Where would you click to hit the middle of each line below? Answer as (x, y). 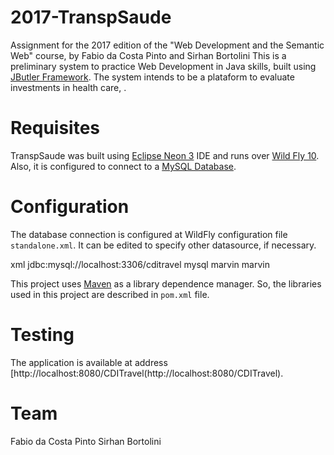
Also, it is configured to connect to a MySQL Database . (123, 166)
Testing (42, 335)
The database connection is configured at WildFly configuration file (149, 234)
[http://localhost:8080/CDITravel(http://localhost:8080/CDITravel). (147, 373)
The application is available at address (89, 362)
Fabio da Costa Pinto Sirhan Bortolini (86, 441)
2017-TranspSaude (91, 17)
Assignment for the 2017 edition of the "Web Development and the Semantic (167, 45)
